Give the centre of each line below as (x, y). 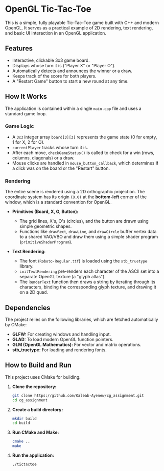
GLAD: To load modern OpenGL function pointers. (63, 339)
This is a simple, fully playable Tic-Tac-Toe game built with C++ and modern (82, 23)
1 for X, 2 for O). (28, 142)
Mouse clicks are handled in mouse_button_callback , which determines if (85, 163)
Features (19, 48)
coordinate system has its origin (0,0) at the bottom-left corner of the (76, 197)
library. (26, 266)
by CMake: (16, 324)
